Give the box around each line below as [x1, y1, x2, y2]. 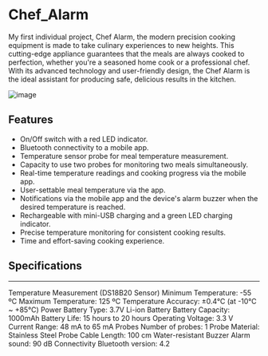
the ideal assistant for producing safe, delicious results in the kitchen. [8, 74, 237, 84]
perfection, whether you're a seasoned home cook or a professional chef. [8, 57, 250, 67]
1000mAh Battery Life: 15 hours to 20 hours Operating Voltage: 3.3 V [8, 313, 234, 322]
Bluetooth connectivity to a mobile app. [19, 142, 149, 152]
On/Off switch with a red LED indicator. [19, 134, 148, 144]
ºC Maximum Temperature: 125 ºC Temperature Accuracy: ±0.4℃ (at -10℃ [8, 296, 257, 306]
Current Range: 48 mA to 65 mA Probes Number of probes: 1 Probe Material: [8, 322, 260, 331]
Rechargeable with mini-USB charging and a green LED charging [19, 210, 233, 220]
